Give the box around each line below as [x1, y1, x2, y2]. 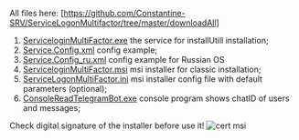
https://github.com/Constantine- [63, 8, 186, 18]
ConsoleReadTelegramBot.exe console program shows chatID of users [22, 93, 290, 104]
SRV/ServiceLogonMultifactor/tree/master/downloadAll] [9, 17, 219, 28]
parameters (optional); [22, 84, 108, 94]
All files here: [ [9, 8, 64, 18]
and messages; [22, 103, 80, 113]
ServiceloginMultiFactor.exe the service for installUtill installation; [22, 35, 269, 45]
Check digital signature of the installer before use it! [9, 120, 205, 131]
